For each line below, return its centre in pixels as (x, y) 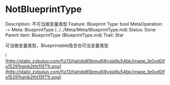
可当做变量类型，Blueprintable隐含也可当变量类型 (57, 45)
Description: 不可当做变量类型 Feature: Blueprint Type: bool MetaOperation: (84, 24)
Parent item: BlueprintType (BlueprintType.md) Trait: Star (65, 35)
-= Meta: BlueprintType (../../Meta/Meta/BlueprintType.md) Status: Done (80, 29)
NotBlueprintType (44, 9)
